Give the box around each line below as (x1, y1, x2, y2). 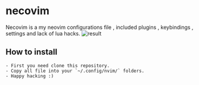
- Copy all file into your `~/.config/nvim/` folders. (5, 68, 145, 74)
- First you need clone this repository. (5, 63, 110, 68)
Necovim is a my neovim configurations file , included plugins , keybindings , (5, 24, 194, 31)
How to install (5, 47, 58, 57)
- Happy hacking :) (5, 73, 54, 79)
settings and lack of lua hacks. (5, 30, 81, 37)
